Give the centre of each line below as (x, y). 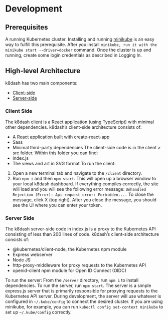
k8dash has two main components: (41, 83)
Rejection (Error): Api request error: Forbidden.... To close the (83, 195)
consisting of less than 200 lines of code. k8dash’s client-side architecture (82, 234)
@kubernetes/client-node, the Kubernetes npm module (69, 249)
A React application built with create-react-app (61, 137)
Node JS (22, 260)
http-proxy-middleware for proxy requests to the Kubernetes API (79, 265)
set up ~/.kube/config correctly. (38, 312)
